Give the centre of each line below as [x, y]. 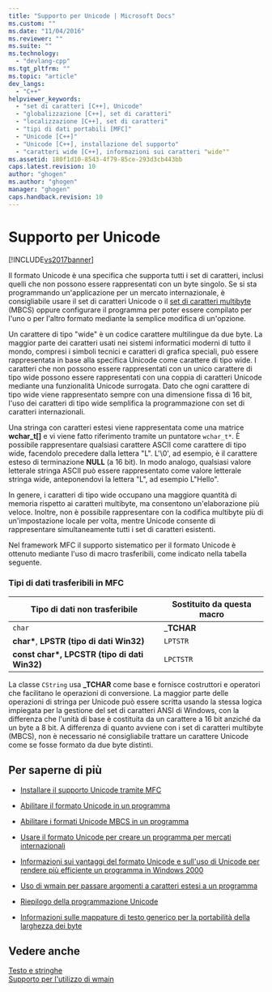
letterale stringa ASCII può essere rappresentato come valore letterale [125, 470]
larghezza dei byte [51, 925]
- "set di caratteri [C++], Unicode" [79, 106]
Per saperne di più [55, 770]
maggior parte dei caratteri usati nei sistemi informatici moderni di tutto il [130, 342]
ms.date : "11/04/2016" [47, 31]
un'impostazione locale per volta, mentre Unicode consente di [112, 521]
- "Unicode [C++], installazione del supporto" [98, 144]
